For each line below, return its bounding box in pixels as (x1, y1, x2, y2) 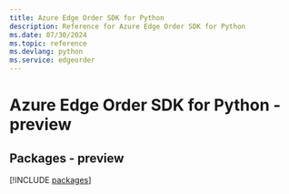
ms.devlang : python (9, 47, 84, 56)
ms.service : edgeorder (9, 56, 95, 65)
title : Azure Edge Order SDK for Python (9, 13, 165, 23)
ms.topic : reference (9, 38, 88, 48)
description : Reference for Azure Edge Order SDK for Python (9, 22, 246, 31)
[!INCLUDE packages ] (9, 175, 92, 185)
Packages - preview (9, 150, 125, 166)
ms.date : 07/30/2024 (9, 30, 88, 39)
